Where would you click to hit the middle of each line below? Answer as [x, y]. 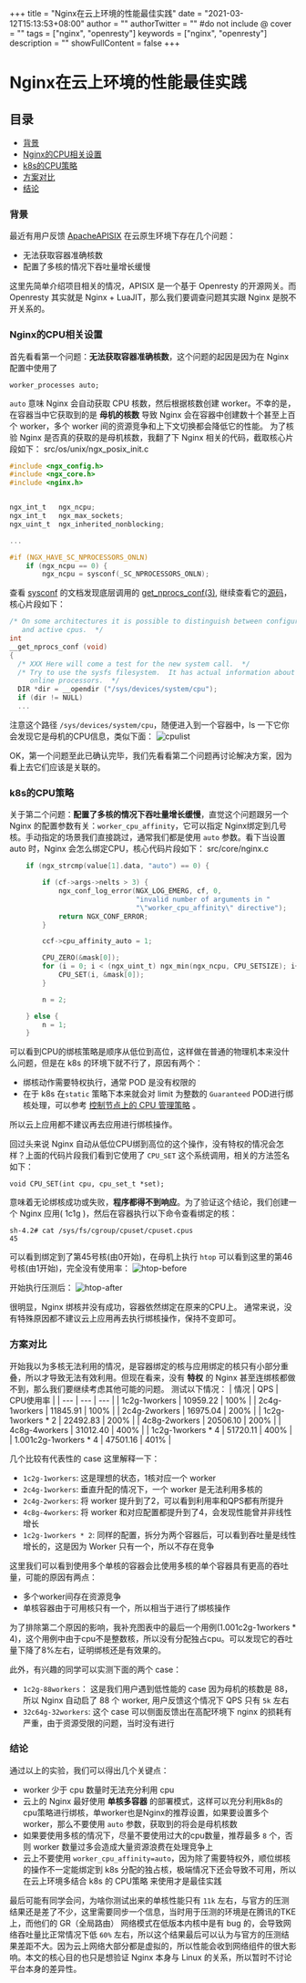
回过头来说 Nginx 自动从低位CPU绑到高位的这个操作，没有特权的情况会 [143, 1144]
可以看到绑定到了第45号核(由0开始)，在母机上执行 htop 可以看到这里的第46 [151, 1257]
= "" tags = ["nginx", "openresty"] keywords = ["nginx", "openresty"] [138, 33]
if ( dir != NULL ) [51, 698]
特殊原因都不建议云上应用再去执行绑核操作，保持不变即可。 [129, 1319]
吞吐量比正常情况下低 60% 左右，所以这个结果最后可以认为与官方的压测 [149, 1934]
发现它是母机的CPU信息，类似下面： [86, 736]
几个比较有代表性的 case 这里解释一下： [85, 1459]
